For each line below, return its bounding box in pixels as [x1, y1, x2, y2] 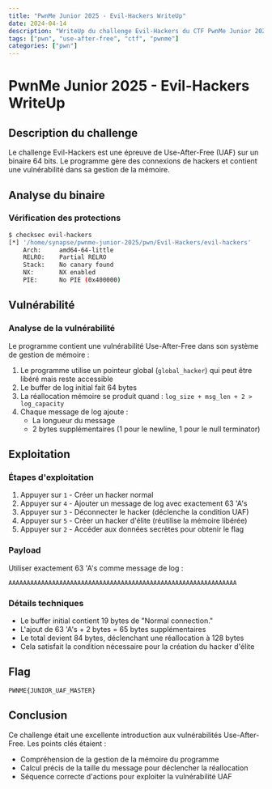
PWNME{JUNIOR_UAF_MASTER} [8, 686, 96, 694]
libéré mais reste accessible [19, 374, 113, 384]
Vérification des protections [8, 212, 121, 223]
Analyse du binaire [8, 188, 105, 202]
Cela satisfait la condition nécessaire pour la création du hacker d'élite [19, 641, 255, 651]
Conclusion [8, 709, 68, 723]
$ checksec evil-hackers [8, 231, 92, 239]
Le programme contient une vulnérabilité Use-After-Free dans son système [8, 341, 259, 350]
